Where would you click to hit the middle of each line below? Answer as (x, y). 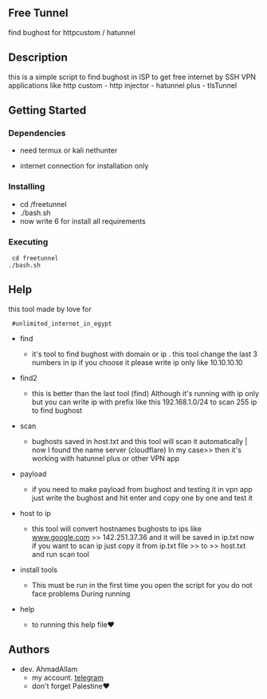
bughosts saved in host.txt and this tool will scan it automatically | (139, 441)
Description (38, 58)
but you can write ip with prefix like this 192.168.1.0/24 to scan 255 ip (144, 402)
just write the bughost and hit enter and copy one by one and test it (142, 498)
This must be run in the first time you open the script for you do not (142, 585)
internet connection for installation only (84, 166)
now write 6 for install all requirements (82, 221)
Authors (29, 650)
